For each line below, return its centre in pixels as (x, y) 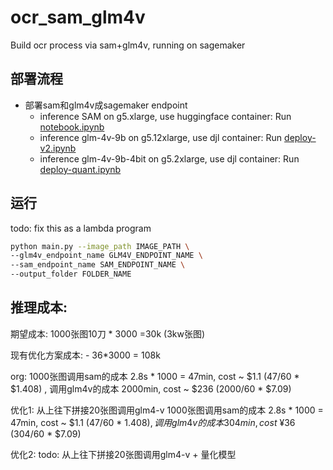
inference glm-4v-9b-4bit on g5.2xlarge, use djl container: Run (169, 158)
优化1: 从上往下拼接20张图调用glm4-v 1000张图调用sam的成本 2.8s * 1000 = (167, 410)
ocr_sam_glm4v (78, 17)
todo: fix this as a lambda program (81, 228)
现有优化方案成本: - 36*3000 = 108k (85, 355)
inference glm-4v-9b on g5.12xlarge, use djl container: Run (161, 137)
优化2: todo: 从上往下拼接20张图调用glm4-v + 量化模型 (123, 454)
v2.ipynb (58, 148)
